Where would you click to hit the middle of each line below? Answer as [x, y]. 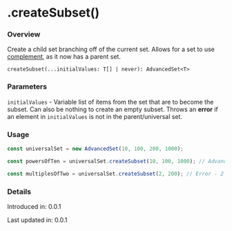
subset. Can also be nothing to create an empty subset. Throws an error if [113, 109]
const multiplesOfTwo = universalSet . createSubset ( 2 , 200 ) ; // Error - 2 [116, 174]
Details [19, 192]
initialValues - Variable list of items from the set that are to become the [110, 102]
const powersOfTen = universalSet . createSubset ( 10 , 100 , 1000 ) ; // [106, 161]
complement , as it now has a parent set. [64, 57]
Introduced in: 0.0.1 [34, 206]
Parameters [27, 86]
